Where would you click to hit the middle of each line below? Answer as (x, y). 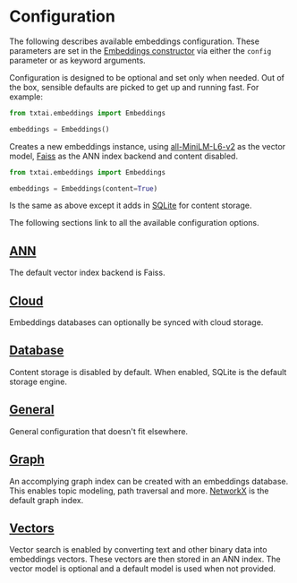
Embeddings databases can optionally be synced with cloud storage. (136, 322)
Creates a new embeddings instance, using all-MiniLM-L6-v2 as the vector (148, 146)
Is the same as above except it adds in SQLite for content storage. (131, 206)
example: (26, 97)
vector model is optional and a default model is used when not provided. (142, 569)
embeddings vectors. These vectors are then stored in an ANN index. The (145, 559)
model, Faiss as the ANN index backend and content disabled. (124, 156)
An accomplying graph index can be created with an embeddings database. (149, 481)
